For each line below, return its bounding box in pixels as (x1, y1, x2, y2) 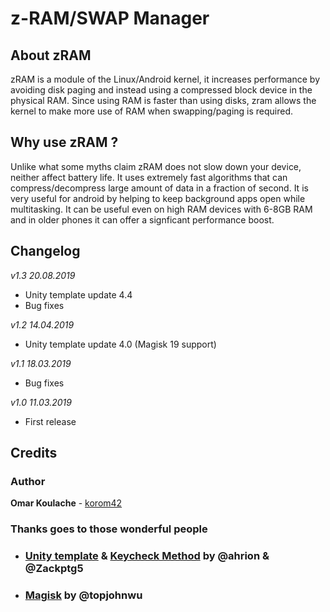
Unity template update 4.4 (24, 288, 133, 301)
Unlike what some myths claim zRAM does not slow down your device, (10, 160, 302, 172)
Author (10, 474, 46, 488)
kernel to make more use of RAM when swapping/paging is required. (10, 105, 294, 117)
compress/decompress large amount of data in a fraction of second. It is (10, 182, 309, 194)
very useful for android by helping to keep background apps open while (10, 192, 306, 204)
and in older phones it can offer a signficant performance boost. (10, 213, 275, 226)
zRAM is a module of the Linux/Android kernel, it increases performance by (10, 73, 321, 85)
